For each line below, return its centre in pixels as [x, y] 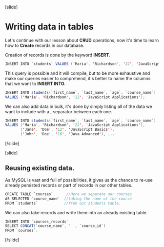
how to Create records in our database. [45, 45]
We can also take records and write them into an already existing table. [76, 212]
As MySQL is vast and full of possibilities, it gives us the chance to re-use [79, 180]
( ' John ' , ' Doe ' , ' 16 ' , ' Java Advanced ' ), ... [67, 134]
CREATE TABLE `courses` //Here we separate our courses [69, 194]
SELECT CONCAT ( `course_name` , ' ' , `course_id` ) [55, 226]
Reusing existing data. [40, 168]
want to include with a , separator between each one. [59, 111]
